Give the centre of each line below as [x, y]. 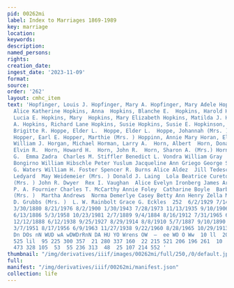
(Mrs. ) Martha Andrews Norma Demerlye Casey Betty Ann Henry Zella [118, 196]
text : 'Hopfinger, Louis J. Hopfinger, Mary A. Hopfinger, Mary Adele [112, 105]
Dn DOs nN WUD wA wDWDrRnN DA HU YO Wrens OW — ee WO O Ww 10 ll [115, 235]
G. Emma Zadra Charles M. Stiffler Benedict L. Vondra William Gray [118, 157]
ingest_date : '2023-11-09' [46, 72]
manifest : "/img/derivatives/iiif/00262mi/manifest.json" [93, 267]
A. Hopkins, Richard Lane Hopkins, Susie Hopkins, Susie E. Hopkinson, [120, 124]
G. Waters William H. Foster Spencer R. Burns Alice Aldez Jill [110, 170]
